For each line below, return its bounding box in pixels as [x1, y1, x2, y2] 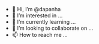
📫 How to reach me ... [11, 32, 68, 38]
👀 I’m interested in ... [11, 12, 63, 19]
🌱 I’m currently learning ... [11, 18, 76, 25]
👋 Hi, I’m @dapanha [11, 6, 61, 12]
